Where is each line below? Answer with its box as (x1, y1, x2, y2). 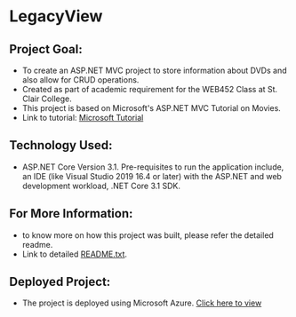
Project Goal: (9, 42, 83, 57)
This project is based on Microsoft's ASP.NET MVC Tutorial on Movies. (21, 103, 282, 113)
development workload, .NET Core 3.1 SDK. (21, 180, 180, 191)
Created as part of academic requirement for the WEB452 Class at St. (21, 84, 278, 94)
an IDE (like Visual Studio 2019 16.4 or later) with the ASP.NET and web (21, 170, 283, 181)
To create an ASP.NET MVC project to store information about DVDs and (21, 65, 287, 75)
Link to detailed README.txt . (21, 249, 127, 259)
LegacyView (9, 6, 103, 27)
